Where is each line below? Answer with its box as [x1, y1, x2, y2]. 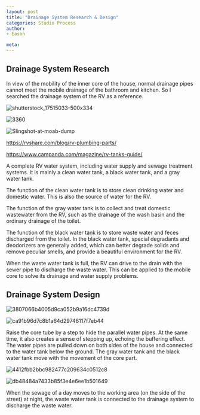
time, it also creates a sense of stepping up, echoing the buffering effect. [6, 335, 186, 342]
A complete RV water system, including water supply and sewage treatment [6, 162, 193, 169]
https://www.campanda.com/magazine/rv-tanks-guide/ [6, 150, 143, 157]
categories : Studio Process [6, 20, 76, 26]
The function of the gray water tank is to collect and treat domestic [6, 204, 171, 211]
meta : [6, 42, 20, 48]
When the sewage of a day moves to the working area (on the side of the [6, 389, 186, 396]
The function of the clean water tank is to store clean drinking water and [6, 186, 184, 193]
